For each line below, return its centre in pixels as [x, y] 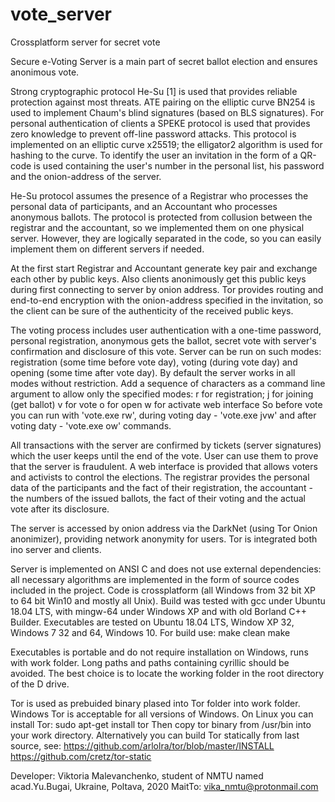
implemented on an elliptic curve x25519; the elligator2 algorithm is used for [166, 144]
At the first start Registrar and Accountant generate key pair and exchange [164, 268]
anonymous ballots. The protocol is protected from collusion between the [161, 217]
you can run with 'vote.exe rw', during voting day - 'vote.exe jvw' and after [163, 415]
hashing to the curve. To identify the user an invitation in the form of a [154, 155]
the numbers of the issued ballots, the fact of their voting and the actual [158, 498]
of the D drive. [40, 684]
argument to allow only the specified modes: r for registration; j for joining [162, 394]
